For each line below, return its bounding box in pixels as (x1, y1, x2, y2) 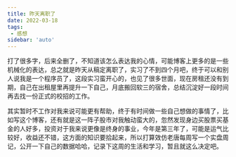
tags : (7, 23, 23, 30)
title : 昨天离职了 (7, 10, 56, 18)
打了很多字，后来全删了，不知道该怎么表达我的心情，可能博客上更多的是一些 (7, 57, 229, 65)
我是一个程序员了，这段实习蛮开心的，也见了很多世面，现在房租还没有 (19, 75, 223, 83)
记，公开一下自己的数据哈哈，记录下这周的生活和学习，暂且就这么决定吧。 (7, 142, 223, 151)
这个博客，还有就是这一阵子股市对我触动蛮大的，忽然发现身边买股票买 (19, 115, 223, 124)
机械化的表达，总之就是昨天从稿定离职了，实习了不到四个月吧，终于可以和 (7, 65, 223, 74)
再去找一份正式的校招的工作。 (7, 92, 93, 101)
